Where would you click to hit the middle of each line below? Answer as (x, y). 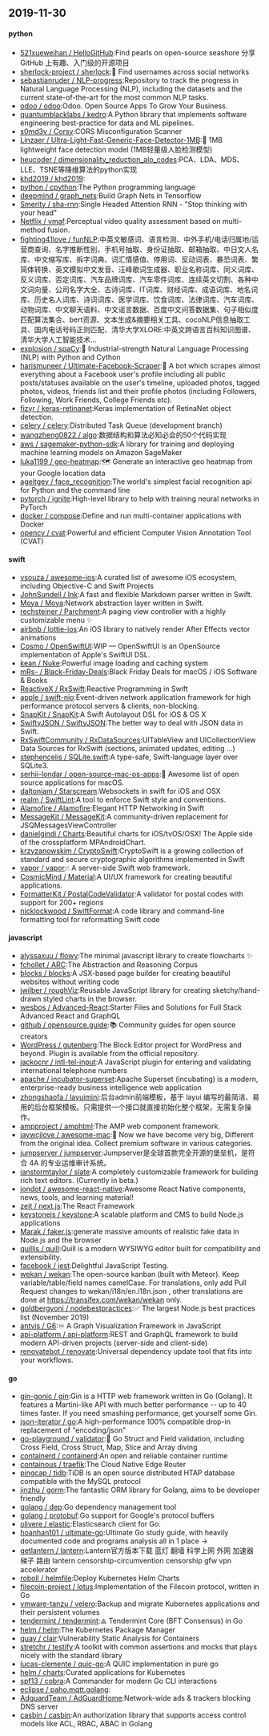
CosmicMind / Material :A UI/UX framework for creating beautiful (126, 876)
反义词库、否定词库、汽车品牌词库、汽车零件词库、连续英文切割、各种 (136, 279)
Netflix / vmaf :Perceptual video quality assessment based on (120, 221)
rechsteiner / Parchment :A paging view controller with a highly (123, 611)
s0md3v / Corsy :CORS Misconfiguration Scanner (101, 131)
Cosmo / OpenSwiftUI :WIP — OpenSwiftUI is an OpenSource (120, 646)
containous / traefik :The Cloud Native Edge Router (103, 1465)
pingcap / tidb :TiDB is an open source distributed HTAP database (127, 1473)
